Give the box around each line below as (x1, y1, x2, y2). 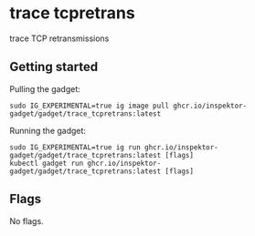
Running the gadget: (9, 125, 87, 136)
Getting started (9, 59, 99, 75)
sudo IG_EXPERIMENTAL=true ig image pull (9, 101, 170, 110)
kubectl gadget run (9, 159, 84, 168)
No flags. (9, 215, 44, 226)
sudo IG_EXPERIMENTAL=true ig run (9, 142, 142, 152)
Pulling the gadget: (9, 83, 80, 94)
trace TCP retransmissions (9, 33, 110, 44)
